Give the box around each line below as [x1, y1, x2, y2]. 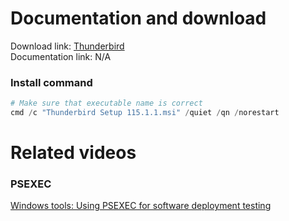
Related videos [10, 142, 137, 164]
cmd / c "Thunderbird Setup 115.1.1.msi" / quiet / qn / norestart [10, 108, 280, 118]
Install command [10, 75, 93, 89]
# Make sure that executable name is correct [10, 98, 203, 109]
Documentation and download [10, 7, 267, 30]
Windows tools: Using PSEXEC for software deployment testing [10, 200, 272, 212]
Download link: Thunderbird [10, 40, 125, 52]
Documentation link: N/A [10, 50, 112, 62]
